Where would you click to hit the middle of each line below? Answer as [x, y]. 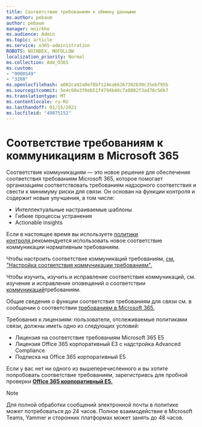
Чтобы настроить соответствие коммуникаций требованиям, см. [90, 259]
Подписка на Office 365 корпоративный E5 [70, 357]
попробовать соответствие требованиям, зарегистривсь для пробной [97, 375]
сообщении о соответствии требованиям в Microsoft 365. [80, 308]
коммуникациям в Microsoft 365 [93, 156]
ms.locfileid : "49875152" [39, 113]
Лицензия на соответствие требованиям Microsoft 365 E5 [90, 338]
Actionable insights [39, 223]
